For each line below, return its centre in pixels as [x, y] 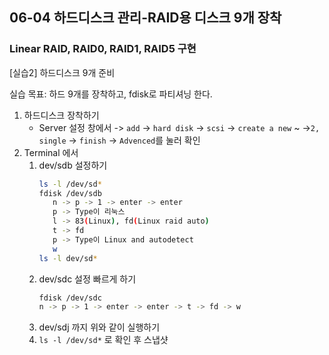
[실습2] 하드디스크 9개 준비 [62, 72]
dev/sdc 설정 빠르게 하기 [87, 279]
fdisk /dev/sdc [70, 298]
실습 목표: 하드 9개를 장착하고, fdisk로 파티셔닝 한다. [111, 94]
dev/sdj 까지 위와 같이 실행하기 [99, 327]
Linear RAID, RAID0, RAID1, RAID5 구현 [103, 49]
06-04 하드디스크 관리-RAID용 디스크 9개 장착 [145, 18]
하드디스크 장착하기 [61, 115]
